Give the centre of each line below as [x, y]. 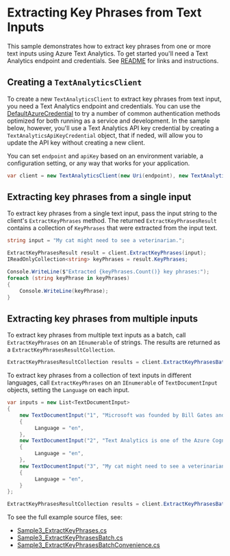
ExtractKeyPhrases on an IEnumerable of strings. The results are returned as [114, 342]
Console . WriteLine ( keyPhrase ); [64, 291]
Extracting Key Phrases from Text [104, 13]
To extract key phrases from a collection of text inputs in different [99, 376]
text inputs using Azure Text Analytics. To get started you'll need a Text [107, 53]
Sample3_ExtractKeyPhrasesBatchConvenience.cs [88, 545]
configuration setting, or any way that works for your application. [99, 163]
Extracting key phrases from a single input [99, 197]
